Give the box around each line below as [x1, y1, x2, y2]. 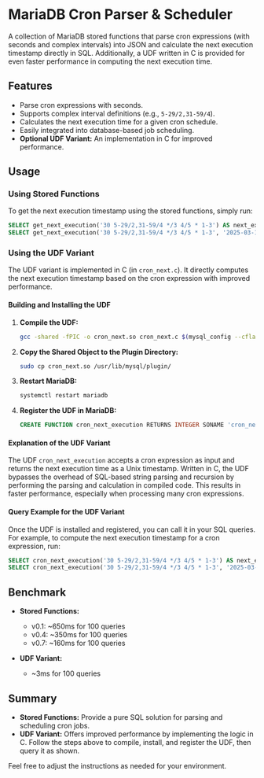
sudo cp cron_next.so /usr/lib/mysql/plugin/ [19, 362, 171, 371]
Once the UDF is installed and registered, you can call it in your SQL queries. [8, 525, 256, 534]
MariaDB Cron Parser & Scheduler [8, 6, 233, 24]
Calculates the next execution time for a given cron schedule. [19, 116, 218, 127]
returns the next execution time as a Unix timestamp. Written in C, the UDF [8, 464, 249, 474]
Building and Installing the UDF [8, 301, 112, 310]
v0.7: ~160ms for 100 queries [31, 639, 126, 648]
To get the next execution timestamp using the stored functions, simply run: [8, 206, 253, 216]
